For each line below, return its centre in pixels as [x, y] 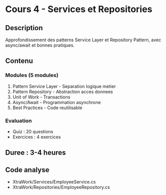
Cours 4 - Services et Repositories [79, 9]
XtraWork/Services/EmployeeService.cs [54, 182]
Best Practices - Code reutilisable [47, 108]
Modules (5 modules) [32, 75]
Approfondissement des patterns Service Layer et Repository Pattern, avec [83, 40]
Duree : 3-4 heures [36, 153]
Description [24, 28]
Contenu [19, 61]
